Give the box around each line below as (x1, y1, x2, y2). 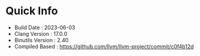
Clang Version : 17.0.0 (14, 30, 68, 37)
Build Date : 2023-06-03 (14, 24, 75, 31)
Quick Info (5, 4, 58, 18)
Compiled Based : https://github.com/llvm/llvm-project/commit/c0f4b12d (14, 43, 194, 50)
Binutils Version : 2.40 (14, 36, 69, 43)
